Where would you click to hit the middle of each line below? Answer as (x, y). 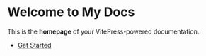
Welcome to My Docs (71, 12)
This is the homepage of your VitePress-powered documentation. (103, 31)
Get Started (34, 45)
